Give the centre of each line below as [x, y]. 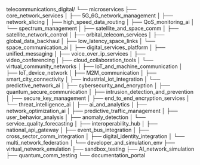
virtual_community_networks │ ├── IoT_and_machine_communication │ [95, 66]
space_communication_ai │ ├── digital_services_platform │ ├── [86, 47]
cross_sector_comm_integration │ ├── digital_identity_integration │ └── [96, 136]
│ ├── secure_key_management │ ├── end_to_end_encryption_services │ [98, 98]
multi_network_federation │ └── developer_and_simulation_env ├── [90, 143]
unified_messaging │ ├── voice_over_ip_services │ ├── [76, 54]
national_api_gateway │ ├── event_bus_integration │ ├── [78, 130]
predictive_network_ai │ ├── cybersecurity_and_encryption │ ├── [88, 85]
